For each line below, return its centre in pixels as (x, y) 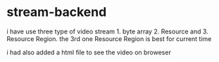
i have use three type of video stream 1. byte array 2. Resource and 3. (107, 31)
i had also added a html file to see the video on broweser (89, 52)
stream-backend (57, 12)
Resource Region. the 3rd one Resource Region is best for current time (109, 38)
